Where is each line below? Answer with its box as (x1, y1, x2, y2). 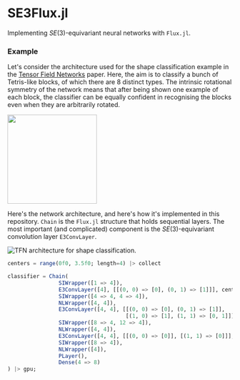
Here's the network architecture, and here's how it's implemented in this (7, 210, 220, 218)
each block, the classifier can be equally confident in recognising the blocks (7, 93, 232, 101)
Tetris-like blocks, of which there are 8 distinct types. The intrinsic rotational (7, 78, 232, 86)
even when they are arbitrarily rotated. (7, 101, 120, 109)
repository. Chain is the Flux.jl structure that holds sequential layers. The (7, 217, 225, 226)
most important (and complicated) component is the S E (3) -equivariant (7, 225, 214, 233)
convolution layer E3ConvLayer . (7, 232, 97, 241)
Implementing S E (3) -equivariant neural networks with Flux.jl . (7, 29, 191, 37)
